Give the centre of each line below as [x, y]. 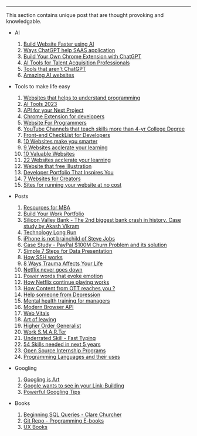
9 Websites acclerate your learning [65, 147]
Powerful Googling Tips [52, 392]
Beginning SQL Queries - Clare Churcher [72, 414]
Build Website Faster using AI [59, 44]
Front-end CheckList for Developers [67, 135]
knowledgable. [24, 21]
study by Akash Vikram [51, 226]
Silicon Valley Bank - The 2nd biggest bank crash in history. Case [102, 220]
